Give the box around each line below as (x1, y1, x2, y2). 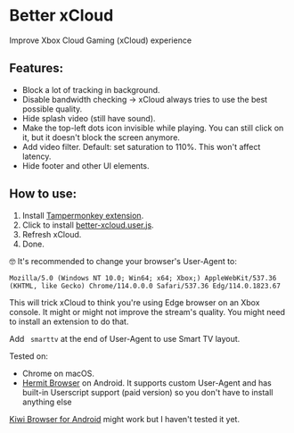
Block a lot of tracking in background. (21, 84, 160, 95)
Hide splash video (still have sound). (21, 112, 156, 123)
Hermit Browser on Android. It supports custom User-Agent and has (21, 377, 272, 388)
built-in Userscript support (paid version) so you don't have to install (21, 387, 274, 397)
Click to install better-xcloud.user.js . (21, 220, 154, 230)
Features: (9, 61, 64, 76)
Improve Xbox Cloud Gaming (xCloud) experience (9, 35, 192, 46)
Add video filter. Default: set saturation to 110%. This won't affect (21, 141, 261, 152)
